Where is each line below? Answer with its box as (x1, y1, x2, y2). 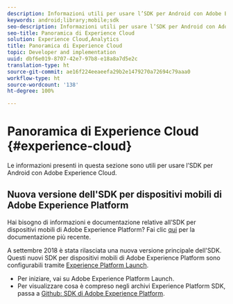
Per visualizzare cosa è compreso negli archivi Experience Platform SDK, (17, 282, 226, 290)
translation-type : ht (7, 62, 70, 69)
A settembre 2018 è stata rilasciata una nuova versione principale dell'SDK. (7, 246, 222, 254)
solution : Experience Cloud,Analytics (7, 36, 119, 43)
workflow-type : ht (7, 74, 60, 82)
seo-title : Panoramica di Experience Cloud (7, 29, 135, 37)
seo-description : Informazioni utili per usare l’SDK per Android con (7, 23, 216, 30)
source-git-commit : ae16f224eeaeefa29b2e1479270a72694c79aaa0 (7, 68, 191, 75)
